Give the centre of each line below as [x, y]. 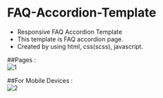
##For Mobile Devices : [40, 80]
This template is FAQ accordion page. [70, 39]
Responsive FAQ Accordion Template [69, 32]
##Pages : [22, 59]
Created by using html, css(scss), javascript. [80, 46]
